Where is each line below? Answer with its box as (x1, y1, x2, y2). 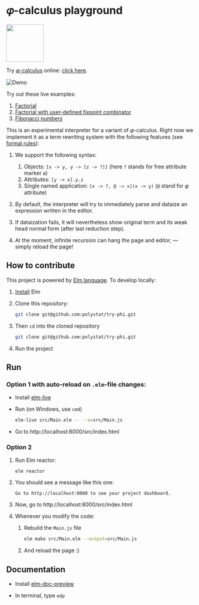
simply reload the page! (14, 243, 74, 250)
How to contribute (6, 260, 76, 271)
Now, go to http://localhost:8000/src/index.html (14, 501, 133, 508)
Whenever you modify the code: (14, 512, 95, 520)
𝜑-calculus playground (6, 4, 123, 17)
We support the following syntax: (14, 151, 97, 158)
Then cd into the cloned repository (14, 322, 100, 330)
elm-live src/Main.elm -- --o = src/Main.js (14, 417, 123, 423)
